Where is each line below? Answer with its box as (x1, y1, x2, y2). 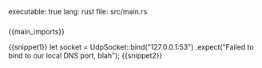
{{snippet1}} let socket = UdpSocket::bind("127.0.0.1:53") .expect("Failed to (8, 42, 254, 51)
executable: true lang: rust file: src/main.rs (8, 7, 148, 16)
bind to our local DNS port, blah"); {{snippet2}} (8, 50, 163, 60)
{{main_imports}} (8, 26, 65, 36)
